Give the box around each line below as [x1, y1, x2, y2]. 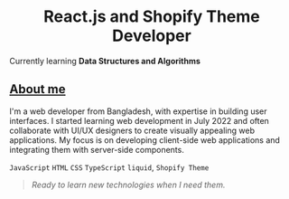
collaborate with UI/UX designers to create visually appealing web [9, 125, 256, 136]
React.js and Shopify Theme [43, 6, 260, 27]
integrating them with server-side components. [9, 144, 185, 155]
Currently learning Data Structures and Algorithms [9, 55, 201, 66]
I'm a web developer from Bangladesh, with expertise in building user [9, 106, 268, 117]
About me [9, 81, 66, 97]
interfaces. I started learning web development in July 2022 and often [9, 115, 269, 126]
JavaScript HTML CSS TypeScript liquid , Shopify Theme [9, 161, 210, 173]
